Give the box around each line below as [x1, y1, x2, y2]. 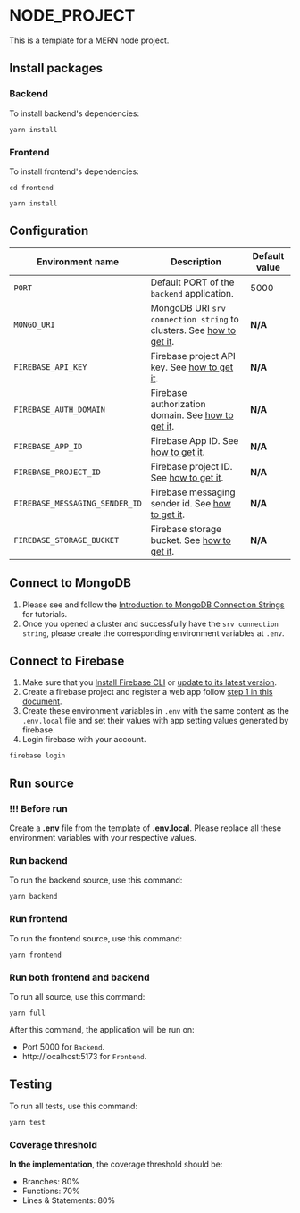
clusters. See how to [150, 323, 237, 336]
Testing [9, 1077, 53, 1092]
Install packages [9, 61, 103, 76]
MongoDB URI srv [150, 301, 226, 314]
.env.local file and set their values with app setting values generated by [21, 715, 289, 726]
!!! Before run [9, 802, 69, 815]
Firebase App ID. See [150, 434, 239, 447]
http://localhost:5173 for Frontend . [21, 1050, 147, 1061]
